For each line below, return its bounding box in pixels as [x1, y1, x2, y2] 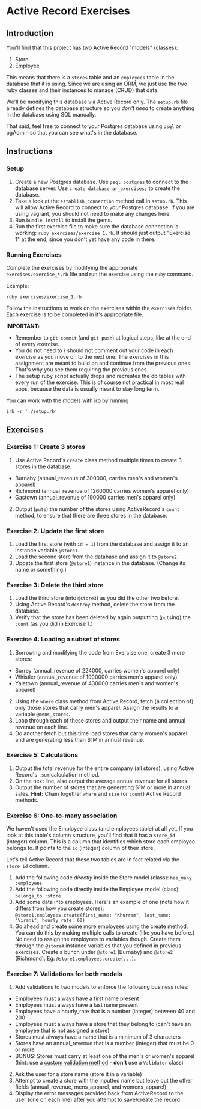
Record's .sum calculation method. [14, 771, 100, 778]
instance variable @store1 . [14, 546, 80, 554]
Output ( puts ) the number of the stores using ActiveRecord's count [14, 505, 180, 512]
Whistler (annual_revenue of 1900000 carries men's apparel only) [14, 673, 178, 680]
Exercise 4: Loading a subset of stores [6, 635, 120, 644]
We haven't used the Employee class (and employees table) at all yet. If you [6, 825, 193, 833]
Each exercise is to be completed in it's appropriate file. [6, 311, 144, 318]
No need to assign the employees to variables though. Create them [14, 936, 181, 943]
